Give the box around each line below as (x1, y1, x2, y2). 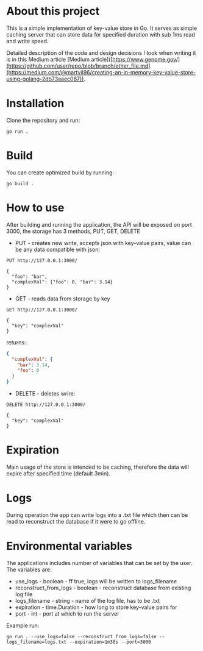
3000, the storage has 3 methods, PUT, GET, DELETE (6, 227, 141, 235)
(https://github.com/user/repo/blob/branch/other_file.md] (6, 62, 151, 69)
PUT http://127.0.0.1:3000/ (6, 257, 78, 263)
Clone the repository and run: (6, 116, 80, 124)
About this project (6, 4, 100, 18)
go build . (6, 180, 34, 187)
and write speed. (6, 37, 49, 44)
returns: (6, 338, 26, 346)
